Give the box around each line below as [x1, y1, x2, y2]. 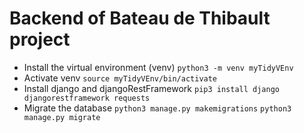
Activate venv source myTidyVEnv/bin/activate [23, 72, 218, 84]
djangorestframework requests [23, 93, 151, 103]
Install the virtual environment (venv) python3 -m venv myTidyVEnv [23, 61, 294, 73]
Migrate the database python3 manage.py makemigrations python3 [23, 102, 292, 114]
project [9, 28, 71, 51]
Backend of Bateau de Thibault [9, 7, 271, 30]
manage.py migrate [23, 112, 101, 122]
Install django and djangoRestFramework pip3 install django [23, 82, 281, 94]
